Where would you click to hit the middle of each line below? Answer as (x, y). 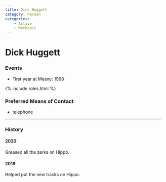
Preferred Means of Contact (40, 101)
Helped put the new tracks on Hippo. (42, 175)
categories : (17, 19)
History (14, 129)
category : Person (23, 14)
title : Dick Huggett (26, 10)
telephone (22, 112)
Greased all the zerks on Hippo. (37, 152)
